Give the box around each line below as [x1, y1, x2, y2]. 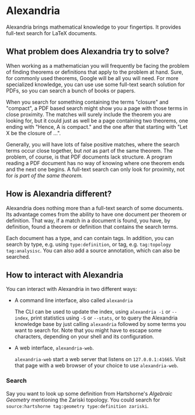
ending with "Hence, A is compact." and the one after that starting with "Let [6, 123, 188, 130]
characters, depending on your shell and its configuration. [14, 333, 155, 340]
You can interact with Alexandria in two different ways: [6, 286, 137, 293]
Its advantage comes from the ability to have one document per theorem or [6, 211, 187, 218]
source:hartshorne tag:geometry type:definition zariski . [6, 402, 149, 409]
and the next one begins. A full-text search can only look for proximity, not [6, 166, 185, 173]
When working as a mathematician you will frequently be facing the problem [6, 62, 190, 69]
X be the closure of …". [6, 129, 61, 136]
